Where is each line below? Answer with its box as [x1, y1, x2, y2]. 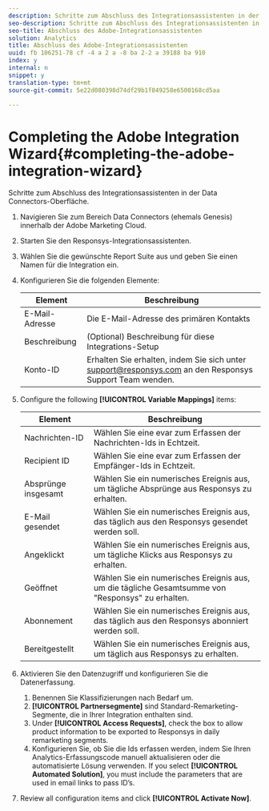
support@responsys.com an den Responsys [86, 364, 254, 375]
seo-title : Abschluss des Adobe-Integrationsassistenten [8, 26, 203, 34]
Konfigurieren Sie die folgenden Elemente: [19, 275, 160, 285]
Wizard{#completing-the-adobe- [8, 145, 235, 163]
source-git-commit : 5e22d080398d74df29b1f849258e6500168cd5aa [8, 86, 220, 94]
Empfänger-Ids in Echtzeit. [93, 460, 195, 472]
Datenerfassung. [19, 677, 76, 687]
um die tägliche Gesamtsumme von [93, 582, 227, 593]
